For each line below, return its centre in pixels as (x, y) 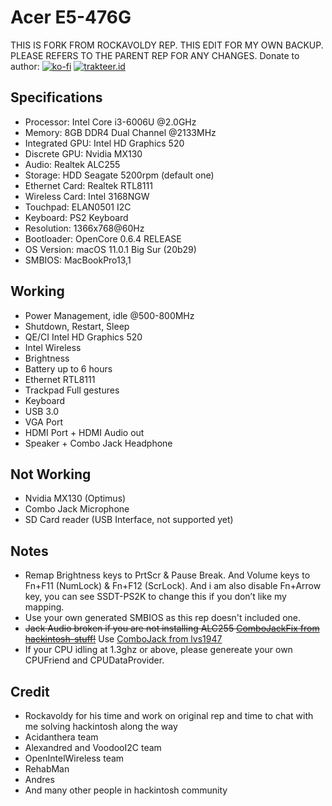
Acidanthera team (61, 737)
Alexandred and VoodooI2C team (93, 747)
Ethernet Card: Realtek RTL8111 (88, 185)
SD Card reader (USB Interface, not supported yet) (129, 520)
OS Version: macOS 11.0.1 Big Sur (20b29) (110, 249)
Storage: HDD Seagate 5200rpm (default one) (119, 175)
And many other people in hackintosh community (126, 790)
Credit (30, 691)
